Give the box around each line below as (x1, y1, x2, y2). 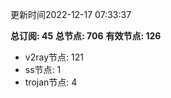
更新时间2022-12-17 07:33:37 (10, 9, 132, 20)
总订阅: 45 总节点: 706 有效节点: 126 (10, 30, 162, 42)
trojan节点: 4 (24, 76, 78, 88)
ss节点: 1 (24, 64, 62, 75)
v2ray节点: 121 (24, 51, 84, 63)
